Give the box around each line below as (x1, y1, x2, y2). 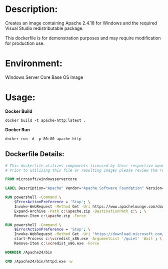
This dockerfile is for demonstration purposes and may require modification (5, 35, 161, 41)
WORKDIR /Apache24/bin (5, 250, 52, 255)
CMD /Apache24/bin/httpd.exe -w (5, 259, 72, 264)
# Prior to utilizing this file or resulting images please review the (5, 168, 157, 173)
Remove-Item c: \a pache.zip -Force (14, 213, 86, 218)
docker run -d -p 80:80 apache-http (5, 136, 81, 141)
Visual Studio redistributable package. (5, 25, 84, 31)
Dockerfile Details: (5, 150, 64, 158)
